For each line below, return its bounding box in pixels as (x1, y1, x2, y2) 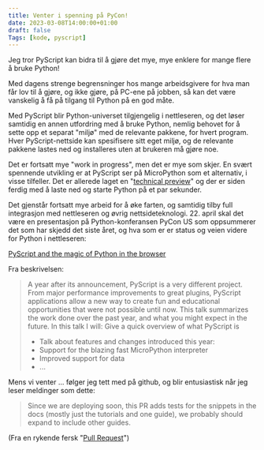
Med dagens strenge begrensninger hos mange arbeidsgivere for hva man (8, 79, 251, 88)
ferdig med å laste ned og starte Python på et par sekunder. (8, 185, 203, 194)
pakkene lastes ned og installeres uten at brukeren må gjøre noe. (8, 144, 219, 154)
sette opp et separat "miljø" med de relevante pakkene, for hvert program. (8, 128, 249, 137)
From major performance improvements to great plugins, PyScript (27, 288, 242, 298)
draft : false (8, 26, 51, 34)
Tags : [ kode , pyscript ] (8, 33, 87, 42)
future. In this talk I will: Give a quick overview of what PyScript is (27, 321, 240, 332)
